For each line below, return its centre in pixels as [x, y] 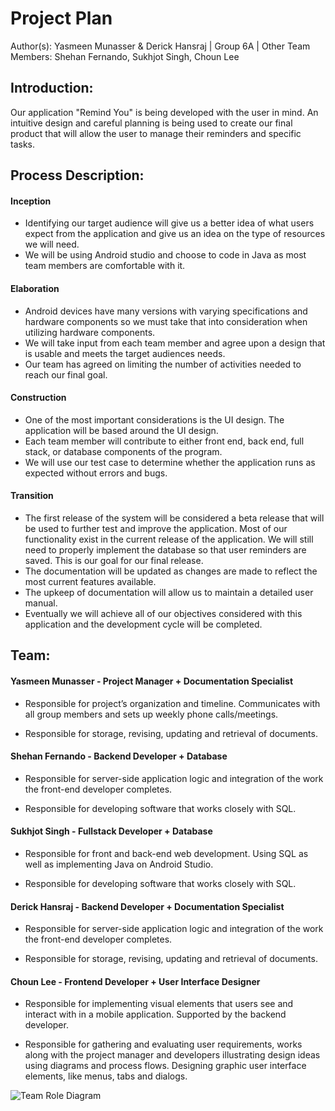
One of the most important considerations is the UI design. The [154, 419]
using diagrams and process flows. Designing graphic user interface [165, 1066]
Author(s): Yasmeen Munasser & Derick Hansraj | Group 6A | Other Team [160, 46]
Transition [32, 496]
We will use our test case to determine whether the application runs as [170, 462]
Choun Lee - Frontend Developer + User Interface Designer [135, 981]
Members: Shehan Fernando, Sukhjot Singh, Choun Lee [125, 56]
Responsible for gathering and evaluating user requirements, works [163, 1044]
